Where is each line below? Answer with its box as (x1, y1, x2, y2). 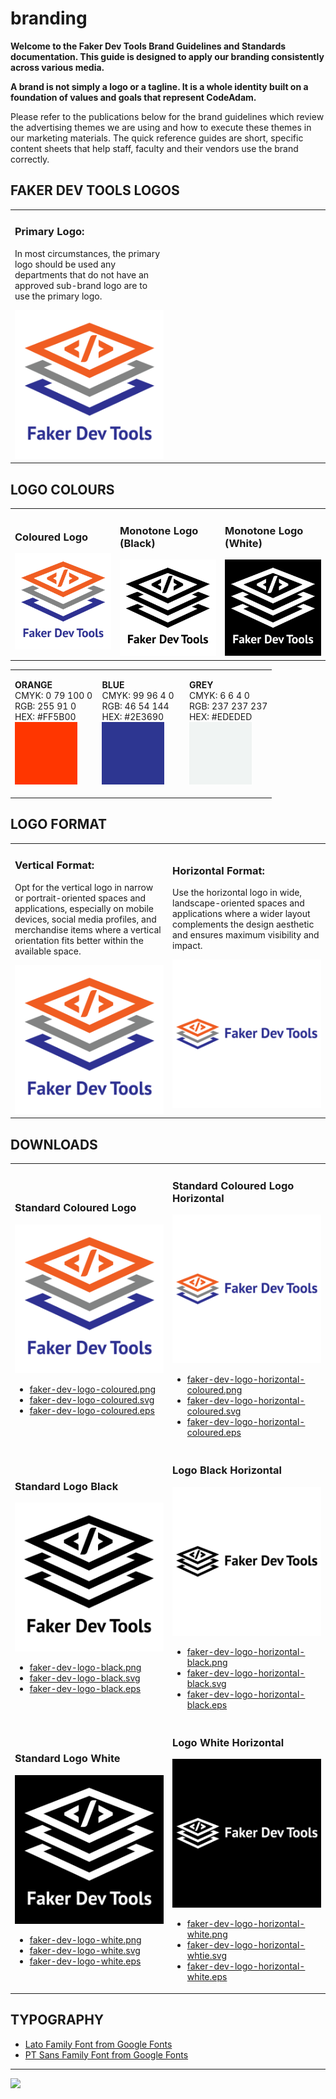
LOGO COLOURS (10, 481, 115, 498)
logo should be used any (14, 258, 117, 270)
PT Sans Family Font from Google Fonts (24, 2048, 189, 2061)
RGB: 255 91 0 (14, 700, 77, 712)
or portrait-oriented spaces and (14, 892, 147, 904)
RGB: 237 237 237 (188, 700, 268, 712)
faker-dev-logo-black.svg (29, 1672, 141, 1684)
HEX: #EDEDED (188, 711, 253, 723)
